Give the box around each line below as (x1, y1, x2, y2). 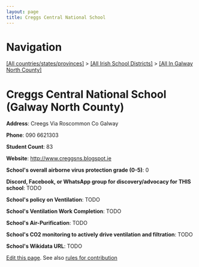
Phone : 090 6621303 (6, 131, 59, 139)
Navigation (6, 40, 62, 54)
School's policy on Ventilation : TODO (6, 196, 101, 203)
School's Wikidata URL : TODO (6, 242, 83, 250)
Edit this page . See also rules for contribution (6, 254, 118, 262)
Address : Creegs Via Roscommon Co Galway (6, 120, 119, 127)
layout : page (6, 8, 39, 15)
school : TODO (6, 184, 42, 192)
